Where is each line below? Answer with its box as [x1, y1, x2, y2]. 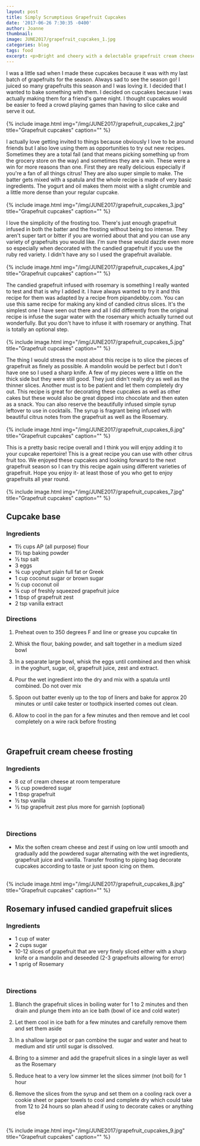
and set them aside [14, 1024, 62, 1032]
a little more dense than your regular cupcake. [6, 188, 119, 195]
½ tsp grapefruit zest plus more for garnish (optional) [14, 803, 145, 810]
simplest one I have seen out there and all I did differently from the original [6, 306, 189, 313]
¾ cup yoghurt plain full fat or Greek [14, 569, 104, 576]
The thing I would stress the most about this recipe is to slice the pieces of [6, 356, 189, 364]
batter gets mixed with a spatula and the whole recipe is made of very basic [6, 176, 192, 183]
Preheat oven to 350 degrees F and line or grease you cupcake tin [14, 628, 177, 635]
